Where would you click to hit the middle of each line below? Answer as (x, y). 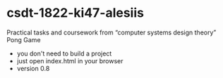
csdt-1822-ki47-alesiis (75, 13)
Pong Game (24, 39)
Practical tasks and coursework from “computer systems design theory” (111, 32)
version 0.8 (33, 68)
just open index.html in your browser (70, 60)
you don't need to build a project (64, 53)
